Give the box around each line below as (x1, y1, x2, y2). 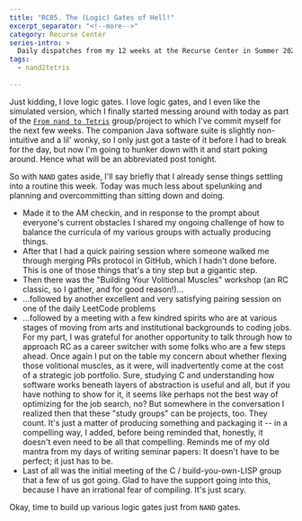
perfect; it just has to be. (22, 455, 114, 466)
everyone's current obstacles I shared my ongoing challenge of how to (22, 216, 285, 227)
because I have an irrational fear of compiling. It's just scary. (22, 484, 247, 495)
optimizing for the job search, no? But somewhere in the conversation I (22, 398, 285, 409)
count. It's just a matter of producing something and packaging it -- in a (22, 417, 288, 428)
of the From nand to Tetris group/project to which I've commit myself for (9, 115, 281, 126)
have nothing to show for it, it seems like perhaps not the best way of (22, 388, 279, 400)
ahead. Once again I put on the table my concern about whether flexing (22, 350, 288, 361)
